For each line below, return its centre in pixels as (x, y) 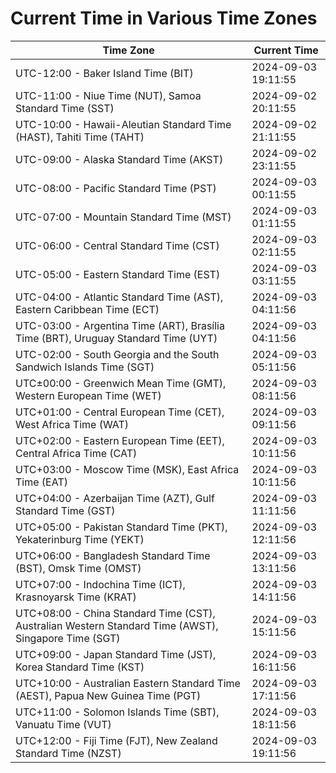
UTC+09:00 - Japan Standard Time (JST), (116, 654)
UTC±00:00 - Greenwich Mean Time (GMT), (121, 383)
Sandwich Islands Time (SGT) (85, 367)
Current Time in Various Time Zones (164, 18)
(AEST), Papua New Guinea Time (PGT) (108, 695)
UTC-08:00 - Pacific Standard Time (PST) (116, 188)
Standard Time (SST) (65, 108)
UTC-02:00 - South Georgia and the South (117, 354)
